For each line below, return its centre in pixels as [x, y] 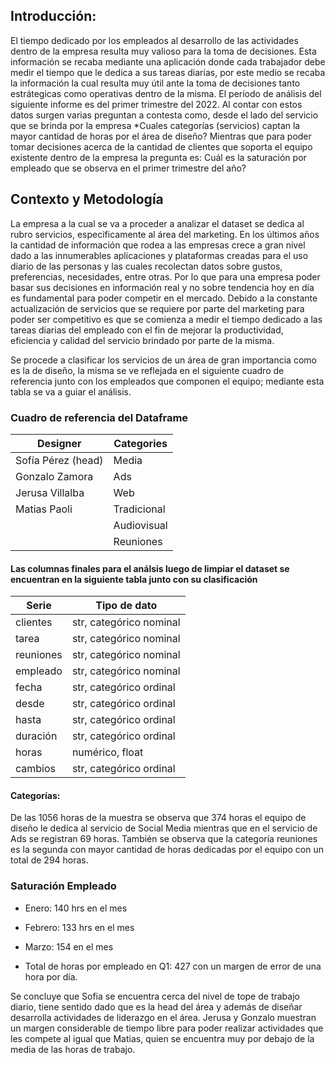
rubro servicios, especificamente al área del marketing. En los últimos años [165, 234]
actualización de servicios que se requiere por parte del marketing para [157, 308]
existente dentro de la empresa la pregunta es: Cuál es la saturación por [158, 157]
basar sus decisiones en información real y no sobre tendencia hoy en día [162, 287]
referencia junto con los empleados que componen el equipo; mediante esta [167, 381]
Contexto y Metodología [87, 199]
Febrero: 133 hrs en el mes [79, 927]
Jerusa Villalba [50, 492]
